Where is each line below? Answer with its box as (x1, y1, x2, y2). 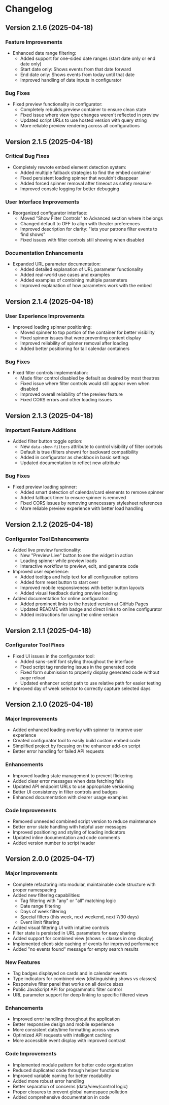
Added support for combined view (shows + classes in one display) (12, 935, 154, 941)
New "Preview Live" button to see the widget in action (20, 552, 133, 559)
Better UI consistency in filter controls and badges (12, 788, 118, 795)
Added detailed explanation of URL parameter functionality (20, 266, 144, 272)
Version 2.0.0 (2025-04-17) (5, 854, 95, 863)
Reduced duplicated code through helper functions (12, 1067, 120, 1073)
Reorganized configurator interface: (12, 210, 88, 216)
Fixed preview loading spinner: (12, 484, 77, 490)
